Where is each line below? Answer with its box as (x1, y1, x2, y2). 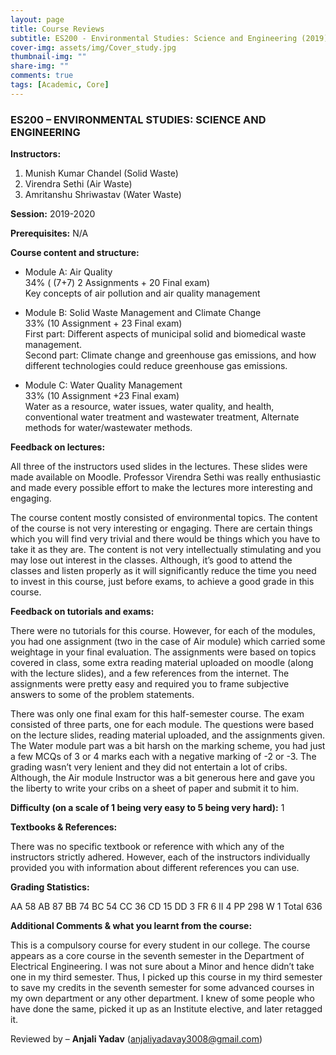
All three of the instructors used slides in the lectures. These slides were (10, 461, 308, 473)
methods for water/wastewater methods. (24, 422, 193, 434)
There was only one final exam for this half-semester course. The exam (10, 708, 305, 720)
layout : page (10, 14, 65, 25)
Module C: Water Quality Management (24, 379, 183, 391)
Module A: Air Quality (24, 266, 113, 278)
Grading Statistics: (10, 881, 90, 893)
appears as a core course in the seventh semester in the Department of (10, 950, 305, 962)
